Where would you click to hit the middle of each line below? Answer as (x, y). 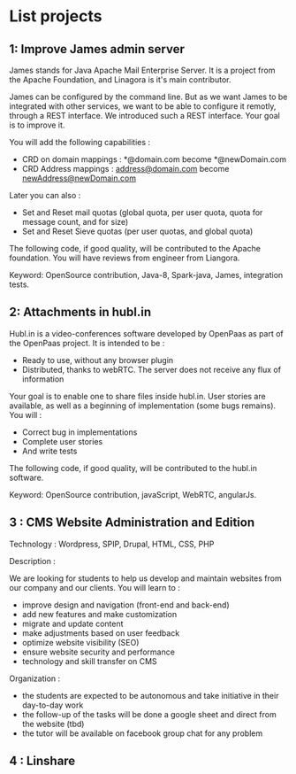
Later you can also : (45, 195)
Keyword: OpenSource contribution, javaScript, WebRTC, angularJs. (133, 494)
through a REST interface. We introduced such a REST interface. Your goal (144, 116)
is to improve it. (37, 125)
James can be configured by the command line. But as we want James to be (148, 97)
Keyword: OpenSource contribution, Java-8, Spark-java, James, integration (146, 275)
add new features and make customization (99, 614)
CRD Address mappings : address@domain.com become (125, 169)
